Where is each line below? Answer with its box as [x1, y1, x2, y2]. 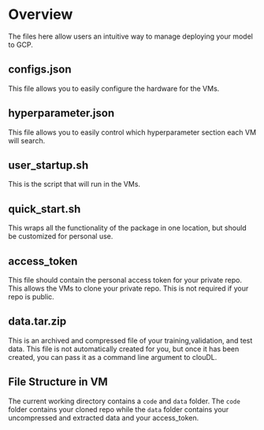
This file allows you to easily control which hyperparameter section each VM [8, 128, 257, 137]
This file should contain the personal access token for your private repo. [8, 276, 243, 284]
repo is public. [8, 292, 55, 301]
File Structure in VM [8, 376, 108, 389]
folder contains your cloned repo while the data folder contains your [8, 404, 229, 414]
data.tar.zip [8, 315, 67, 328]
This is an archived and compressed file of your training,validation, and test [8, 335, 253, 345]
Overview [8, 6, 73, 24]
